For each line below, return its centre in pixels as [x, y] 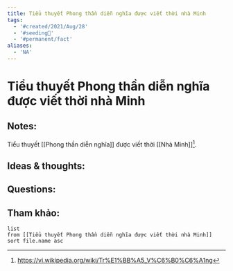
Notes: [22, 126]
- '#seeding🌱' [34, 33]
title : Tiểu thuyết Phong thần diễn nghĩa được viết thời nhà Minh [107, 13]
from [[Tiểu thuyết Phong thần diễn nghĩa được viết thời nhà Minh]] [110, 235]
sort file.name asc [35, 241]
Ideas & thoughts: [46, 166]
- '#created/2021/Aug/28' [51, 26]
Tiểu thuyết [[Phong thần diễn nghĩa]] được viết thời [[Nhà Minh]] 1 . [102, 144]
